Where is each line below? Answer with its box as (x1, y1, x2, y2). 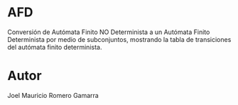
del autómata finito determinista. (7, 43, 102, 51)
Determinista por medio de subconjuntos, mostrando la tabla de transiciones (7, 35, 232, 43)
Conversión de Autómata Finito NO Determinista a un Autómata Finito (7, 28, 210, 36)
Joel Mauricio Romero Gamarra (7, 91, 99, 99)
